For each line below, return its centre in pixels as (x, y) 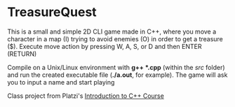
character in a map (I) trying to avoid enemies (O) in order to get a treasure (115, 38)
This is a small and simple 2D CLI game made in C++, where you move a (112, 31)
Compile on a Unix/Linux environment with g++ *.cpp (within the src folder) (116, 67)
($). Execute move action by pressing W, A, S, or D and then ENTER (105, 46)
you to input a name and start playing (61, 82)
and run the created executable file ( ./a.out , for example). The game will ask (117, 75)
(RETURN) (22, 54)
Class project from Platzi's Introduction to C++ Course (86, 96)
